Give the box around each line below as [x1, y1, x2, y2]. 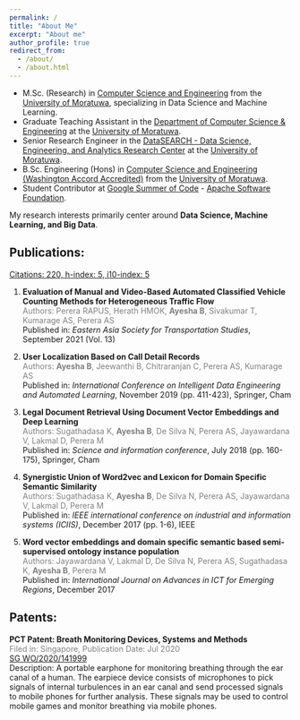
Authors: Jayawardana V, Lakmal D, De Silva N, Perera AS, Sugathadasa [21, 555, 288, 566]
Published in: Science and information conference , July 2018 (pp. [21, 444, 264, 455]
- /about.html [17, 64, 70, 73]
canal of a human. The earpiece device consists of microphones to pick [9, 672, 274, 682]
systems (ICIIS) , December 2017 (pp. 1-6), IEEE [21, 519, 195, 529]
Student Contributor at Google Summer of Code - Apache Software [21, 183, 271, 193]
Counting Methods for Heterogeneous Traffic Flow [21, 296, 215, 306]
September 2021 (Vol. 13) [21, 333, 116, 345]
